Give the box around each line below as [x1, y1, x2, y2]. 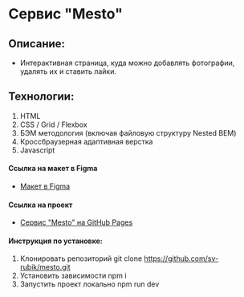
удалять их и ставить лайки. [19, 67, 117, 76]
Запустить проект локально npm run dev [19, 279, 160, 289]
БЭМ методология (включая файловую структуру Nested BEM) [19, 128, 237, 137]
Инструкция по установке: [8, 236, 103, 246]
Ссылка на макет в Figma [8, 164, 98, 173]
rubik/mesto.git [19, 262, 71, 272]
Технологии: [8, 90, 75, 104]
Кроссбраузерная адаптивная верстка [19, 136, 153, 146]
